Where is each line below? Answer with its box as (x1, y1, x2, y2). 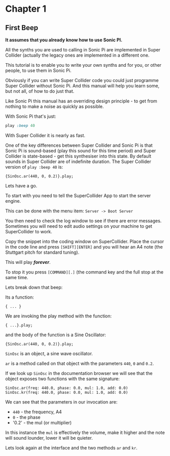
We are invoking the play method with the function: (5, 313, 112, 319)
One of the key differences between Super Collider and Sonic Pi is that (5, 142, 153, 148)
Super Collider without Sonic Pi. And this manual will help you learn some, (5, 83, 160, 89)
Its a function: (5, 294, 34, 300)
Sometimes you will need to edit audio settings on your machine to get (5, 223, 152, 229)
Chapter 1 (5, 3, 47, 15)
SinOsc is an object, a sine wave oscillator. (5, 350, 93, 357)
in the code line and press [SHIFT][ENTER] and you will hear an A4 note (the (5, 244, 163, 250)
